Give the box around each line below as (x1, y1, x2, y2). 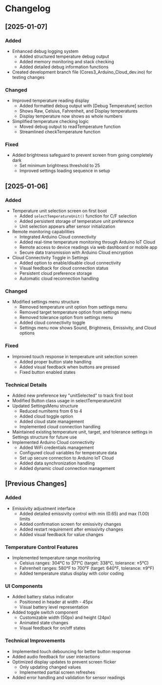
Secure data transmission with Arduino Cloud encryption (19, 249, 133, 255)
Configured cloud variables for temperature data (19, 450, 117, 456)
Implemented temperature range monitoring (12, 555, 101, 561)
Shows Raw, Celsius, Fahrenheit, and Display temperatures (19, 108, 138, 114)
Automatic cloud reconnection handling (19, 275, 99, 282)
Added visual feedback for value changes (19, 531, 103, 537)
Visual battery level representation (19, 604, 89, 610)
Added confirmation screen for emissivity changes (19, 521, 121, 527)
